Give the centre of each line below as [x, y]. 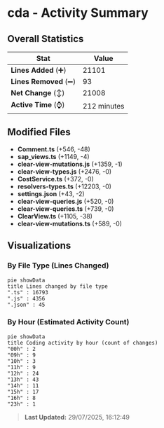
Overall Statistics [46, 39]
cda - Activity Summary [78, 13]
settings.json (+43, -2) [51, 193]
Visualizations [39, 246]
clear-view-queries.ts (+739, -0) [66, 209]
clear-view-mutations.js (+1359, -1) [70, 164]
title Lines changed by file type [58, 286]
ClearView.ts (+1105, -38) [55, 216]
